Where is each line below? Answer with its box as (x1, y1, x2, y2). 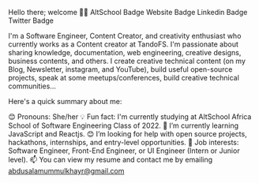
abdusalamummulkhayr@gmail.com (8, 166, 125, 175)
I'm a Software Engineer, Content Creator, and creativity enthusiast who (8, 32, 242, 40)
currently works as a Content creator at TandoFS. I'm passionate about (8, 39, 239, 49)
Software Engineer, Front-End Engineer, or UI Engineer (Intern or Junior (8, 146, 240, 155)
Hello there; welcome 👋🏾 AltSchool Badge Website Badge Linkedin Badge (8, 8, 248, 17)
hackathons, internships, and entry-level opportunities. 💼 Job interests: (8, 138, 239, 147)
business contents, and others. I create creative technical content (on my (8, 56, 246, 65)
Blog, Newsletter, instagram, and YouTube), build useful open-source (8, 65, 233, 74)
